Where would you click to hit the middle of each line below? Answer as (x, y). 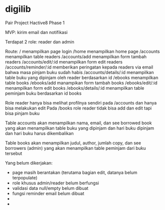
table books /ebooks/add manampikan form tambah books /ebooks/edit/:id (81, 83)
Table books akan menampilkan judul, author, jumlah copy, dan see (73, 143)
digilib (18, 9)
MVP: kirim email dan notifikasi (36, 32)
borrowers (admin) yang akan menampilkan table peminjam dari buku (76, 148)
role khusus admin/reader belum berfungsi (56, 183)
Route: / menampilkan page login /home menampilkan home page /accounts (82, 51)
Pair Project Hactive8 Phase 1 (35, 23)
